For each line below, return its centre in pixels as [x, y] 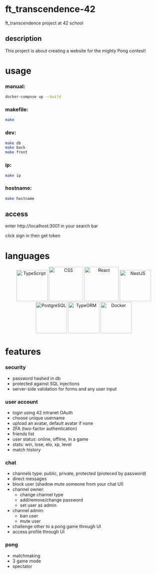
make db [13, 143]
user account [22, 401]
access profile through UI [38, 532]
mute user [30, 521]
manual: [15, 86]
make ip [13, 176]
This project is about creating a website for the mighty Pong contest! [76, 50]
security [16, 368]
